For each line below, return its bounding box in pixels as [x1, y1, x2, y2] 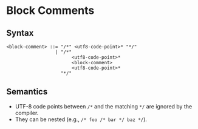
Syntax [6, 28, 34, 38]
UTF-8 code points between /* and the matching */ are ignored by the [15, 102, 193, 110]
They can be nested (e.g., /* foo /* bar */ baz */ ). [15, 116, 148, 123]
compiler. [15, 109, 39, 116]
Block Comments [6, 4, 95, 18]
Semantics [6, 87, 48, 97]
